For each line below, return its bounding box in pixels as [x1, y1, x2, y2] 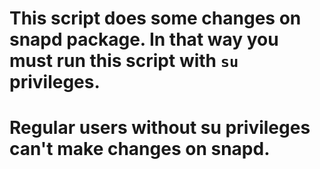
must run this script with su [9, 50, 239, 72]
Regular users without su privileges [9, 117, 311, 139]
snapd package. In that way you [9, 28, 279, 51]
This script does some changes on [9, 7, 302, 30]
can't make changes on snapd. [9, 138, 271, 161]
